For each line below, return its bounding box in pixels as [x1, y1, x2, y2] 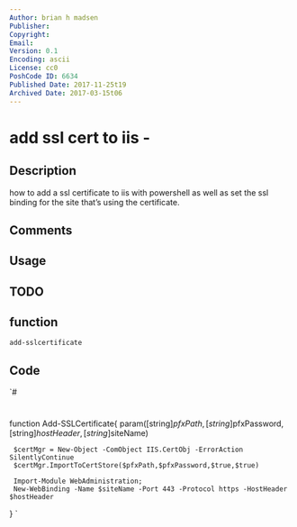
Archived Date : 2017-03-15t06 [9, 88, 123, 97]
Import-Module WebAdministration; [13, 477, 143, 486]
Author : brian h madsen [9, 13, 99, 23]
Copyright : [9, 30, 50, 39]
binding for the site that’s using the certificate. [9, 196, 180, 207]
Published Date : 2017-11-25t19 [9, 80, 127, 89]
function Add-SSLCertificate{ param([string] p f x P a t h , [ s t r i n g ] [9, 418, 233, 429]
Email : [9, 38, 34, 48]
